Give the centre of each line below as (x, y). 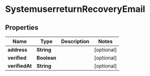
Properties (22, 28)
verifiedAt (20, 66)
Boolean (47, 58)
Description (75, 41)
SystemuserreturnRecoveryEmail (75, 9)
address (18, 50)
